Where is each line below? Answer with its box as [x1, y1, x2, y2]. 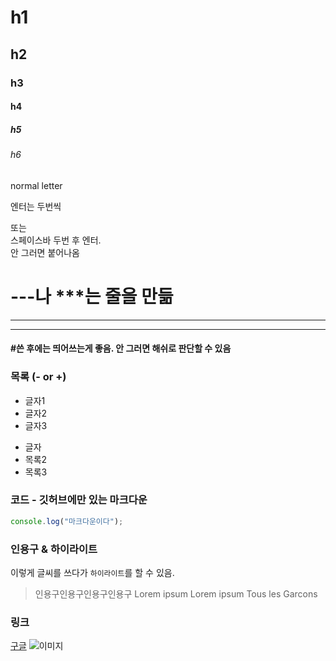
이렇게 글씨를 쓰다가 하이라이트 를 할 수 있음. [10, 566, 175, 578]
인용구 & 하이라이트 [10, 542, 98, 556]
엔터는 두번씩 [10, 200, 62, 212]
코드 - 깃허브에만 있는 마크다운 [10, 493, 148, 507]
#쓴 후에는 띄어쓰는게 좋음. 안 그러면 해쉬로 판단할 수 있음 [10, 342, 232, 355]
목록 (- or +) [10, 370, 67, 384]
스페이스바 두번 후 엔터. [10, 234, 102, 246]
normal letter [10, 179, 63, 191]
